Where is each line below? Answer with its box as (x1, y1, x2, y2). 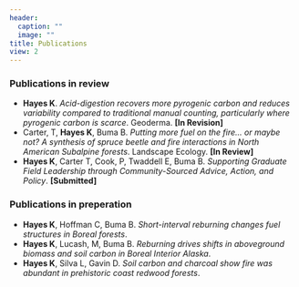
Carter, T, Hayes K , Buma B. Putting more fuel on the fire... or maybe (22, 127, 281, 138)
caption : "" (17, 22, 64, 31)
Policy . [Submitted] (22, 175, 98, 187)
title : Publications (9, 38, 88, 48)
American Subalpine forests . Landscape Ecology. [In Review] (22, 147, 253, 158)
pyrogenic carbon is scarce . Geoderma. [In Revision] (22, 118, 223, 128)
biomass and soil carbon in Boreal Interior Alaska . (22, 248, 211, 259)
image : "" (17, 30, 55, 39)
